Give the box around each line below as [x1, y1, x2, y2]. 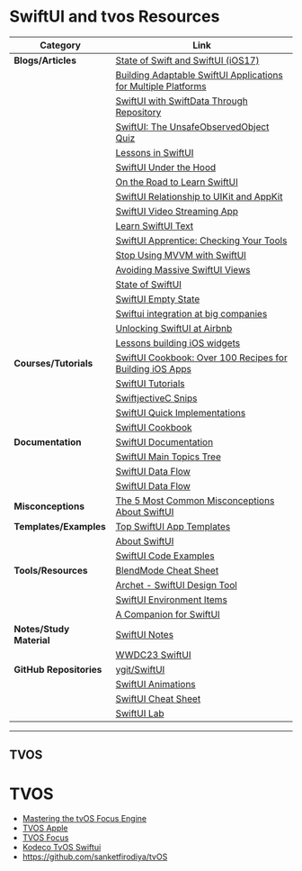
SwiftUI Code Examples [115, 549, 215, 562]
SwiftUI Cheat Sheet [115, 692, 201, 704]
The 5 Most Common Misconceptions [115, 494, 275, 506]
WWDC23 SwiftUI [115, 649, 191, 661]
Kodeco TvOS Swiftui [22, 842, 102, 853]
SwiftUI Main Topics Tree [115, 450, 222, 463]
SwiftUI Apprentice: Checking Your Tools [115, 234, 288, 247]
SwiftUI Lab [115, 707, 164, 720]
